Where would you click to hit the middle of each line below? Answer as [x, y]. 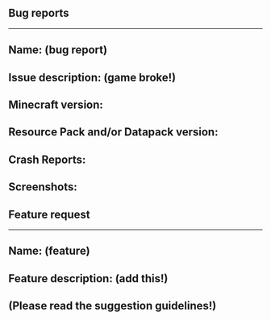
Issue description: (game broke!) [92, 77]
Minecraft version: [56, 104]
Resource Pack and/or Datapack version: [113, 132]
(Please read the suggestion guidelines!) [113, 306]
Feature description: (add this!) [88, 278]
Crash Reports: [47, 159]
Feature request [49, 214]
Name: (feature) [49, 251]
